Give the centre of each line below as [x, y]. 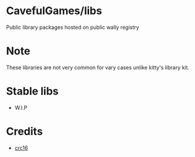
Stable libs [32, 91]
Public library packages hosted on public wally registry [73, 27]
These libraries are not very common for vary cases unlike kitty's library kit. [98, 67]
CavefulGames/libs [54, 11]
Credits [24, 132]
